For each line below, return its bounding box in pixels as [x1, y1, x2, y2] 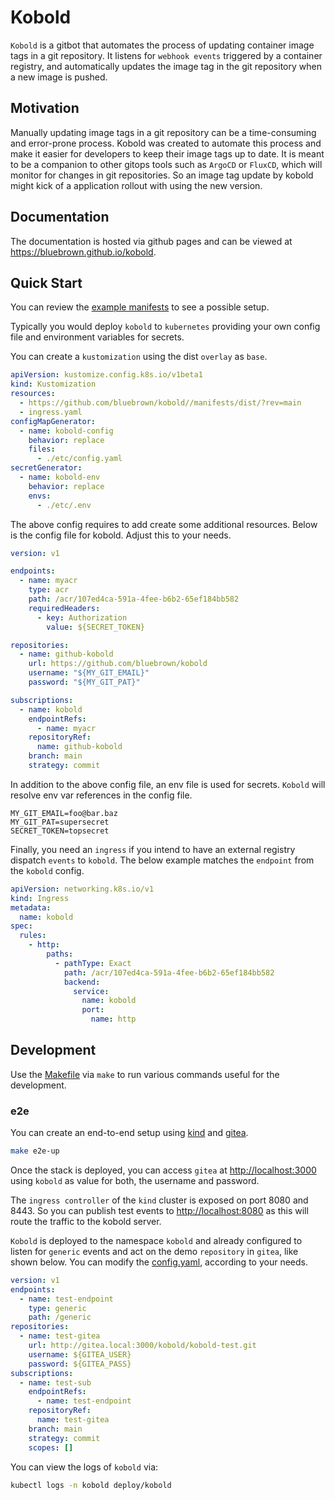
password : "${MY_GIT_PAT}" [28, 677, 141, 687]
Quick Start [10, 274, 83, 291]
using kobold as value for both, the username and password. [10, 1174, 260, 1186]
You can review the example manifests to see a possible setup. [10, 301, 270, 313]
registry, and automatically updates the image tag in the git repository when [10, 60, 322, 72]
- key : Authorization [36, 612, 128, 623]
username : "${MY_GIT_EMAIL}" [28, 668, 150, 678]
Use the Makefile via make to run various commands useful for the [10, 1068, 280, 1080]
